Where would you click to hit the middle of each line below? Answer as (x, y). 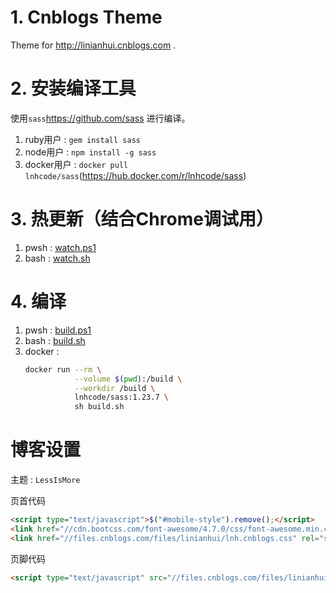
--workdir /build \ (115, 388)
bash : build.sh (55, 340)
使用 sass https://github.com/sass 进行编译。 (100, 118)
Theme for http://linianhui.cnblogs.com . (93, 45)
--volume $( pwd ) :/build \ (128, 379)
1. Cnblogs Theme (86, 17)
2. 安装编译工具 (73, 88)
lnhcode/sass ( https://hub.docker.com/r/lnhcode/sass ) (135, 175)
